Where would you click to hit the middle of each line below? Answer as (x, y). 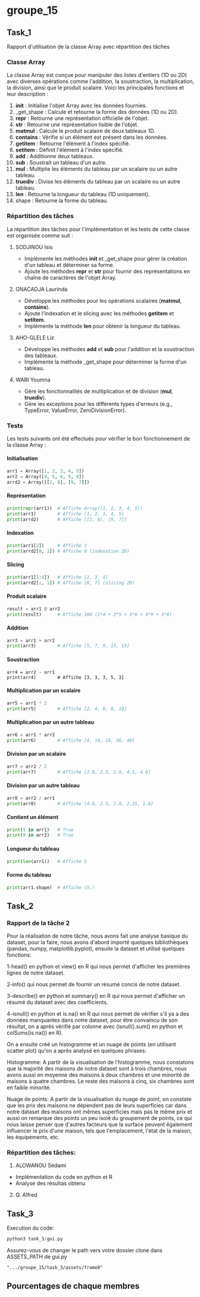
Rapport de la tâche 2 (38, 923)
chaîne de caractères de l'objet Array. (70, 277)
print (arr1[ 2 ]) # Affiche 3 (47, 545)
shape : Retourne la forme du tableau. (62, 201)
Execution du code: (30, 1228)
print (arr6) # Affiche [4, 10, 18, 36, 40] (71, 740)
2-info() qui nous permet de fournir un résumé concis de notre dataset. (94, 985)
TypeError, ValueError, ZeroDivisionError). (75, 410)
